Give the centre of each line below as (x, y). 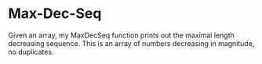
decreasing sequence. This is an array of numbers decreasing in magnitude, (131, 43)
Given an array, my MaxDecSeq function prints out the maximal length (122, 35)
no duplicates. (31, 52)
